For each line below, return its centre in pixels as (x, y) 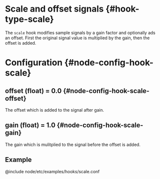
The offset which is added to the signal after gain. (55, 110)
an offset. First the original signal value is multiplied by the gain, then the (77, 38)
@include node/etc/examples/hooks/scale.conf (52, 171)
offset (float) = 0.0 (33, 91)
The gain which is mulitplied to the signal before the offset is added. (73, 145)
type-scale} (30, 19)
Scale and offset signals (55, 9)
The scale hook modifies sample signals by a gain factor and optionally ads (80, 33)
